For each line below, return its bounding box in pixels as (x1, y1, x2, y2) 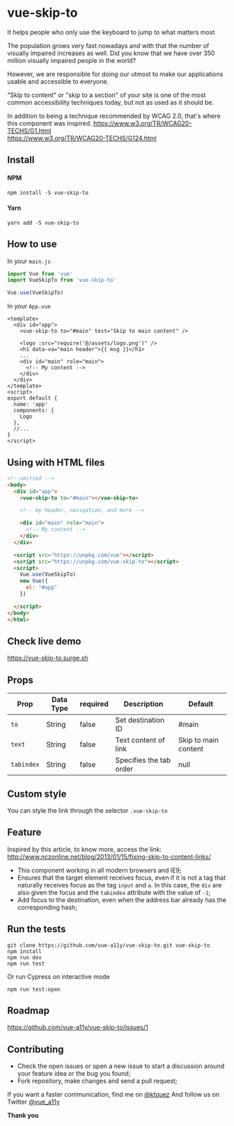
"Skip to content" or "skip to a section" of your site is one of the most (7, 91, 206, 99)
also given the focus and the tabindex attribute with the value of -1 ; (17, 888, 211, 896)
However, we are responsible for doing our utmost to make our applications (7, 70, 224, 78)
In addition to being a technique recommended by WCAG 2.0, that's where (7, 112, 221, 120)
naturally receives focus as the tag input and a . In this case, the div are (17, 880, 222, 889)
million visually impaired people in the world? (7, 56, 136, 64)
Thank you (7, 1111, 39, 1120)
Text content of (115, 735, 166, 745)
